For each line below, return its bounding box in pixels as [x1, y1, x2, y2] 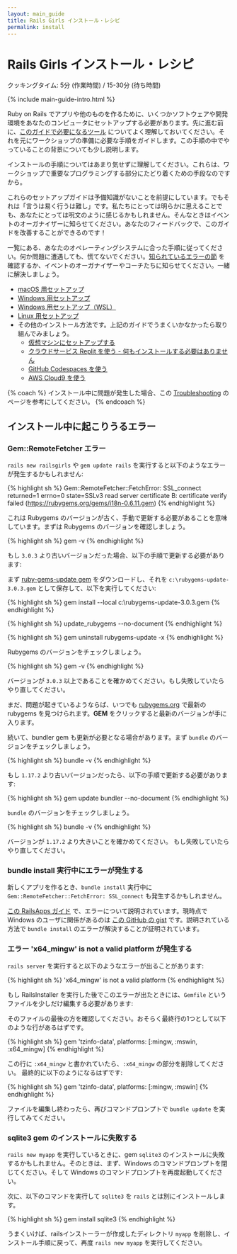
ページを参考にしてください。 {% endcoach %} [7, 397, 146, 406]
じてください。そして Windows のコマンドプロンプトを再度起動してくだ [7, 1168, 217, 1176]
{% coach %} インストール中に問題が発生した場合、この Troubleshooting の [7, 389, 229, 397]
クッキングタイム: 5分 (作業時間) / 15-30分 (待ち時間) [7, 81, 161, 89]
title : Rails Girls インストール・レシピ [7, 17, 120, 24]
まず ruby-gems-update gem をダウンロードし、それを [7, 575, 168, 583]
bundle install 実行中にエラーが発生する [7, 865, 144, 875]
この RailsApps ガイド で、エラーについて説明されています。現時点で [7, 907, 208, 915]
